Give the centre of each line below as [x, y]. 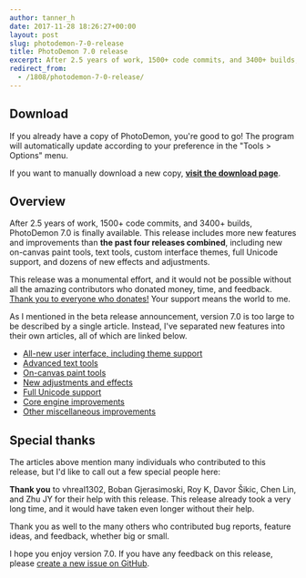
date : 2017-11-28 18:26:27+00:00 [73, 26]
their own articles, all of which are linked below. [98, 336]
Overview [38, 201]
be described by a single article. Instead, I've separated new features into [147, 326]
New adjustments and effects [78, 382]
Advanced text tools [60, 363]
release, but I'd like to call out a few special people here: [115, 472]
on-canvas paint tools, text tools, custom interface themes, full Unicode [144, 252]
